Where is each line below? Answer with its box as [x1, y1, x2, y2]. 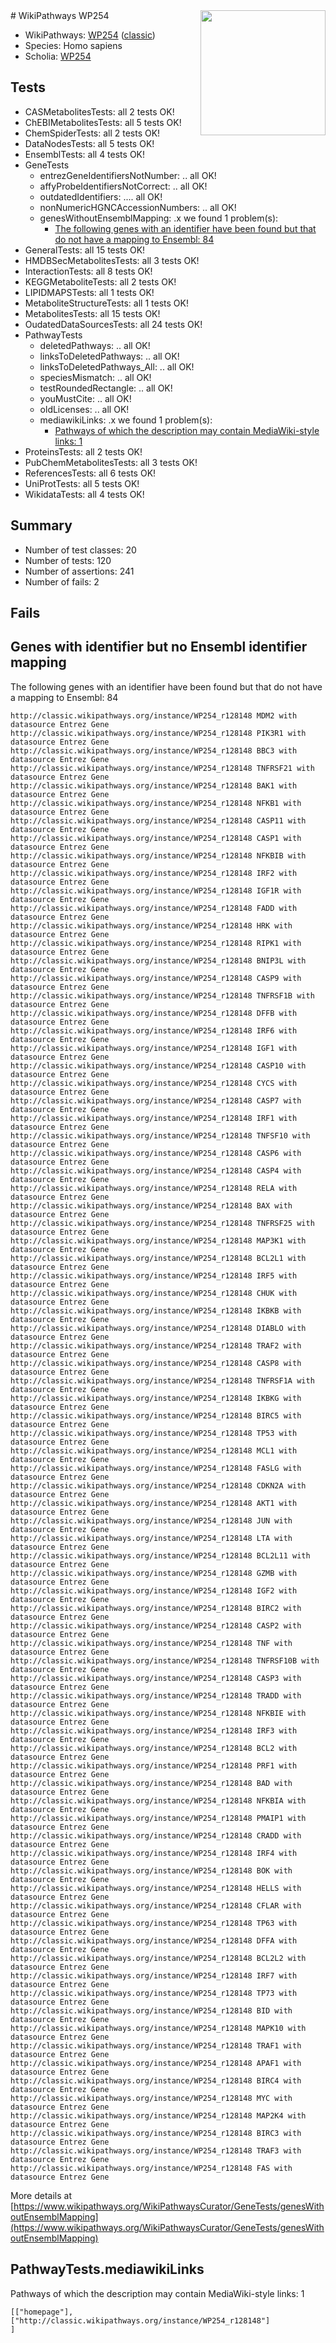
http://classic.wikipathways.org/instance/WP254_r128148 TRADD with [10, 1690, 302, 1701]
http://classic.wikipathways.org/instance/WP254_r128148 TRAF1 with [10, 2040, 302, 2051]
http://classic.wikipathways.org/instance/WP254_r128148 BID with [10, 2005, 293, 2016]
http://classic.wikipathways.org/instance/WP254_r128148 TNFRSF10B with [10, 1655, 320, 1666]
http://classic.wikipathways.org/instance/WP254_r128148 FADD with [10, 903, 298, 913]
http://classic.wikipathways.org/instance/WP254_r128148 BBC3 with [10, 745, 298, 756]
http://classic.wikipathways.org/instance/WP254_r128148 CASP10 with [10, 1060, 307, 1071]
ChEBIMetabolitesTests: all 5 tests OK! [24, 116, 182, 128]
